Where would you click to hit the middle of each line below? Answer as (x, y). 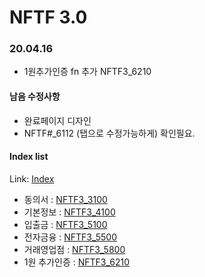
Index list (29, 157)
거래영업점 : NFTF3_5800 (74, 249)
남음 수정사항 (35, 97)
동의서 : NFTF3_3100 (65, 199)
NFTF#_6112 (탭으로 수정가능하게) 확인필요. (109, 133)
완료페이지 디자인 (57, 120)
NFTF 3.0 (48, 17)
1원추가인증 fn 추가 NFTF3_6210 (87, 72)
